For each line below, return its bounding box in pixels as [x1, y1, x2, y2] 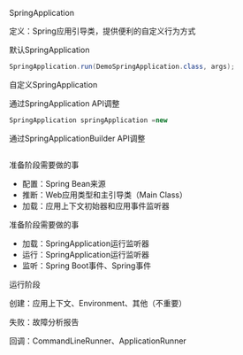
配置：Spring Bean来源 [21, 178, 106, 189]
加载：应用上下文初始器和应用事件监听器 [21, 200, 170, 211]
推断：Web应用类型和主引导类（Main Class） [21, 189, 187, 200]
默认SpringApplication [9, 44, 90, 55]
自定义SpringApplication [9, 79, 98, 89]
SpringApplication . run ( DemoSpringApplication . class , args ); [9, 62, 236, 71]
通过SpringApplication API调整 [9, 97, 120, 109]
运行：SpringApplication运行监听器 [21, 249, 150, 259]
